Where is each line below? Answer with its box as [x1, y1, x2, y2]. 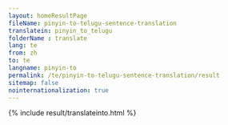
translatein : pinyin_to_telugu [8, 26, 113, 34]
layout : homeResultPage [8, 11, 88, 20]
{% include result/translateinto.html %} [8, 108, 137, 118]
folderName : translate [8, 34, 88, 42]
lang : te [8, 42, 38, 50]
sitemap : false [8, 79, 59, 87]
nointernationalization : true [8, 86, 110, 95]
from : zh [8, 49, 38, 57]
